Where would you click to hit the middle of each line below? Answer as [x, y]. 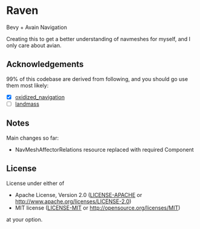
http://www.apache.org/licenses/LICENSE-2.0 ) [73, 201]
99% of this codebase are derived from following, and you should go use [97, 79]
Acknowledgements [45, 64]
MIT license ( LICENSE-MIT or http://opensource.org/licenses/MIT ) [98, 208]
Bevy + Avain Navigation [37, 27]
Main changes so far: [33, 138]
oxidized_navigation [40, 97]
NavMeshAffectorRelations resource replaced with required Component [105, 149]
